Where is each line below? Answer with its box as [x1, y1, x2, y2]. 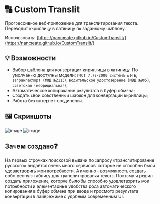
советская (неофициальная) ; [12, 82, 68, 88]
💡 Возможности [5, 54, 56, 62]
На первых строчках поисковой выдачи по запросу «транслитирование [5, 157, 155, 163]
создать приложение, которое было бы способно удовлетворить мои [5, 178, 150, 184]
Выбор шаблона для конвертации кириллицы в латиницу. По [12, 67, 138, 73]
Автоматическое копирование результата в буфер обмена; [12, 87, 135, 93]
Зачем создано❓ [5, 142, 58, 150]
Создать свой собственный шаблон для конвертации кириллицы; [12, 93, 148, 98]
